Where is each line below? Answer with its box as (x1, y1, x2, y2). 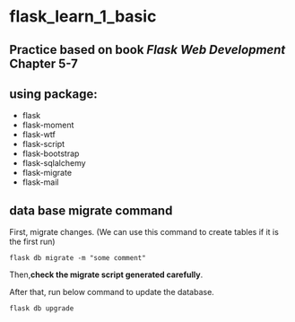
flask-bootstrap (22, 148, 80, 159)
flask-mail (22, 177, 60, 187)
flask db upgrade (9, 304, 74, 313)
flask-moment (22, 119, 74, 131)
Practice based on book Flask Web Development (9, 42, 286, 57)
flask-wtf (22, 129, 56, 140)
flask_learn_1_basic (9, 6, 157, 27)
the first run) (9, 236, 56, 248)
